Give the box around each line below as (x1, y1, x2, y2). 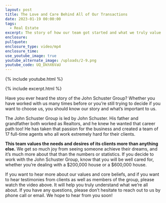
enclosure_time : (5, 49, 39, 53)
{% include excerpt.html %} (5, 86, 62, 92)
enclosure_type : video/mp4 (5, 44, 61, 49)
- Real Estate (9, 26, 39, 31)
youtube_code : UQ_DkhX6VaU (5, 62, 61, 67)
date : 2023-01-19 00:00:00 (5, 16, 61, 21)
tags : (5, 21, 16, 26)
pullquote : (5, 40, 28, 45)
